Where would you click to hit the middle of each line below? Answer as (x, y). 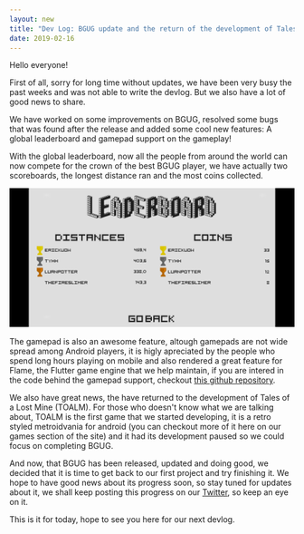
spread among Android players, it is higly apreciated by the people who (142, 351)
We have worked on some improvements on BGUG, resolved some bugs (144, 120)
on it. (19, 502)
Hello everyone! (39, 65)
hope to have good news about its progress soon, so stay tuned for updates (151, 483)
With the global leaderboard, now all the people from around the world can (148, 156)
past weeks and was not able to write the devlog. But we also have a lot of (148, 92)
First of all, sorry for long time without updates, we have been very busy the (151, 83)
